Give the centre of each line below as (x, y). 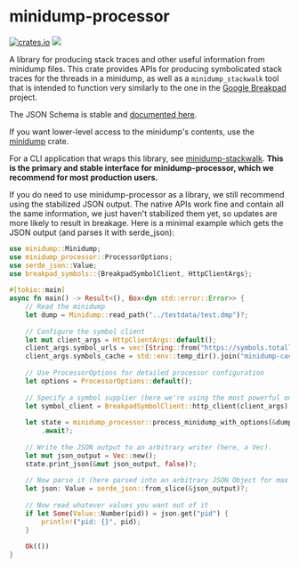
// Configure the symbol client (85, 331)
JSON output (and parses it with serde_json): (92, 232)
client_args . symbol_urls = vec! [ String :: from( (113, 348)
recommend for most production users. (84, 177)
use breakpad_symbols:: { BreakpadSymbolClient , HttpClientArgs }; (131, 273)
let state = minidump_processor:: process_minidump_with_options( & (151, 423)
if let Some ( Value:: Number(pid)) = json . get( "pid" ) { (127, 514)
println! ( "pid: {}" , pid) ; (91, 522)
